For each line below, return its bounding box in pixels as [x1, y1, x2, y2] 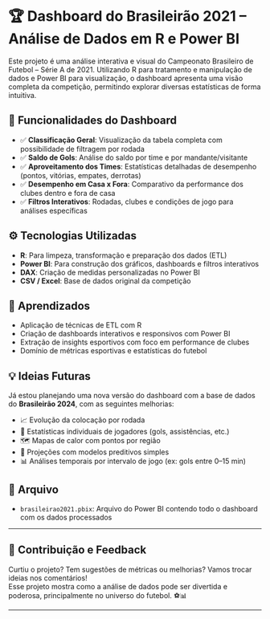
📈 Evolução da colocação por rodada [19, 415, 145, 425]
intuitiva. [8, 90, 37, 100]
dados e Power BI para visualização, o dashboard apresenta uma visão [8, 73, 243, 83]
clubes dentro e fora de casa [19, 188, 116, 198]
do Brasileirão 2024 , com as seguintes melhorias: [8, 399, 174, 409]
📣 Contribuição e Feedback [8, 544, 147, 557]
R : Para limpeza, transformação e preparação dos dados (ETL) [19, 250, 227, 260]
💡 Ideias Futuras [8, 369, 91, 383]
